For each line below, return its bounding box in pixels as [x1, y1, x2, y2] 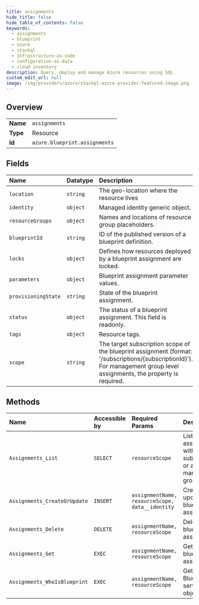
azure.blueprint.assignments [31, 139, 114, 146]
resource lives [98, 193, 138, 202]
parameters [9, 276, 40, 282]
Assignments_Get [9, 550, 55, 558]
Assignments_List [9, 455, 58, 461]
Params [131, 422, 154, 430]
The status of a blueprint [98, 305, 168, 314]
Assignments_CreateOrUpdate [9, 498, 88, 505]
